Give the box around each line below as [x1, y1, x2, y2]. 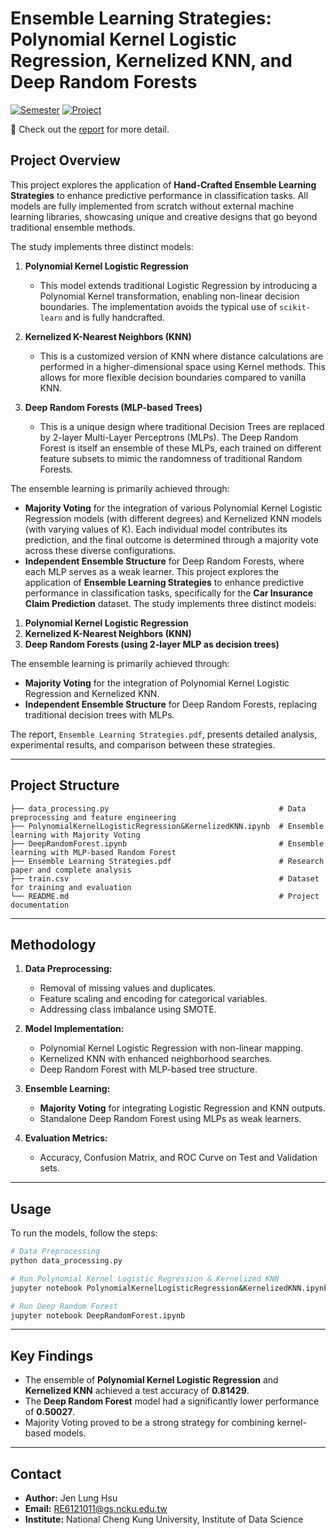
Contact [10, 1465, 62, 1482]
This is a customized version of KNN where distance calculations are [39, 350, 324, 362]
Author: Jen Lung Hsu [24, 1492, 118, 1504]
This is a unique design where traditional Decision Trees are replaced [39, 420, 325, 432]
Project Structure [10, 777, 120, 794]
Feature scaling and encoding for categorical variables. [39, 993, 268, 1005]
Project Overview [10, 152, 121, 169]
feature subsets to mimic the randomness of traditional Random [39, 452, 303, 464]
